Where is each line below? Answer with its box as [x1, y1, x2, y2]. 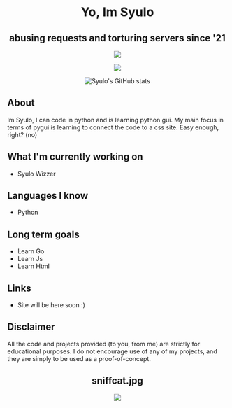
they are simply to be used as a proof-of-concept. [7, 354, 152, 363]
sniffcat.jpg [92, 375, 143, 387]
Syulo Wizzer [17, 169, 56, 178]
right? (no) [7, 130, 38, 139]
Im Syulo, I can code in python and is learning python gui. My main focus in [7, 115, 224, 124]
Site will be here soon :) [17, 301, 86, 309]
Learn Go [17, 247, 45, 255]
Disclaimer [7, 321, 55, 333]
